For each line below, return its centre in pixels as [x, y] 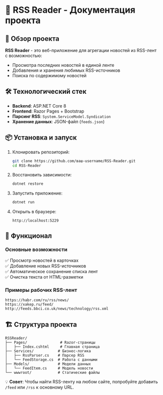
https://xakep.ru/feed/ [29, 305]
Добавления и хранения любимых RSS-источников [66, 70]
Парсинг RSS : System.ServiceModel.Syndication [61, 116]
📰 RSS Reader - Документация [70, 10]
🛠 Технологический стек [46, 92]
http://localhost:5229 [35, 221]
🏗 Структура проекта [41, 324]
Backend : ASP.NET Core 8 [39, 106]
